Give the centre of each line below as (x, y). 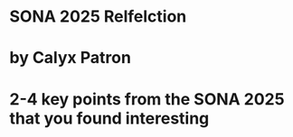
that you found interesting (109, 118)
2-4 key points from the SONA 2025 (147, 99)
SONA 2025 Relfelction (98, 17)
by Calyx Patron (70, 58)
